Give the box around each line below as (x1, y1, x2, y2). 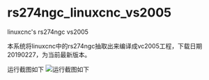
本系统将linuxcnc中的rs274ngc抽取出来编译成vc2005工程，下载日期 (7, 41, 203, 50)
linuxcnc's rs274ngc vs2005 (7, 28, 89, 36)
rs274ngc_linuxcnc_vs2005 (7, 5, 172, 21)
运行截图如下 (7, 65, 44, 73)
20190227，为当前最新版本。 (7, 50, 91, 59)
